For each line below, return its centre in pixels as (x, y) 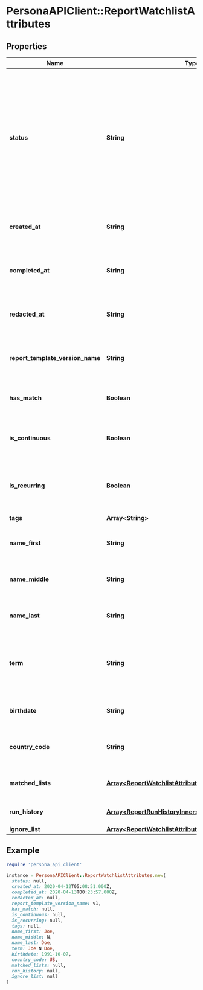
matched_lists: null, (39, 965)
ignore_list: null (35, 977)
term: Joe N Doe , (34, 949)
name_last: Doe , (32, 943)
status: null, (29, 881)
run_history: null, (36, 971)
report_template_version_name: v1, (56, 904)
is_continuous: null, (39, 914)
